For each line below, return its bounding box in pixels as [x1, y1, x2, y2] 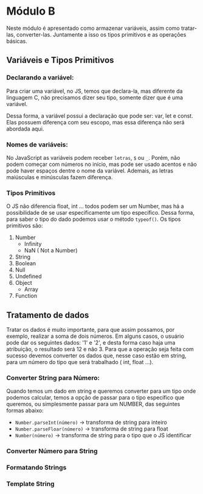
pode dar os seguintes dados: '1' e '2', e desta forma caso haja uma [6, 339, 176, 346]
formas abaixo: [6, 407, 44, 414]
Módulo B [6, 4, 56, 18]
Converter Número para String [6, 447, 98, 456]
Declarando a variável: [6, 73, 74, 82]
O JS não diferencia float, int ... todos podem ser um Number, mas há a [6, 202, 184, 210]
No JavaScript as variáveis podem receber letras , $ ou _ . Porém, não [6, 154, 181, 161]
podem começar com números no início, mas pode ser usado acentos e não [6, 160, 198, 168]
